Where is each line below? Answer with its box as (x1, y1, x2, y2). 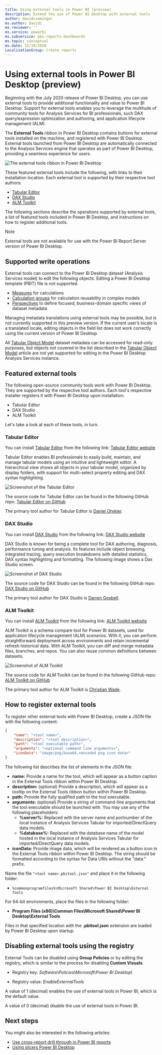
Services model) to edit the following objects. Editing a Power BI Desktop (5, 275, 150, 282)
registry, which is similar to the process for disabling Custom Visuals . (5, 960, 144, 966)
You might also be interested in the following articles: (5, 1030, 111, 1036)
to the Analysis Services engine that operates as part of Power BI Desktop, (5, 146, 154, 151)
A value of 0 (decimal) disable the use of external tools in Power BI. (5, 1003, 139, 1008)
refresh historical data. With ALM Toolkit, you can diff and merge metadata (5, 643, 154, 649)
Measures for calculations (12, 290, 64, 296)
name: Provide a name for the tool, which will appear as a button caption (12, 773, 157, 779)
